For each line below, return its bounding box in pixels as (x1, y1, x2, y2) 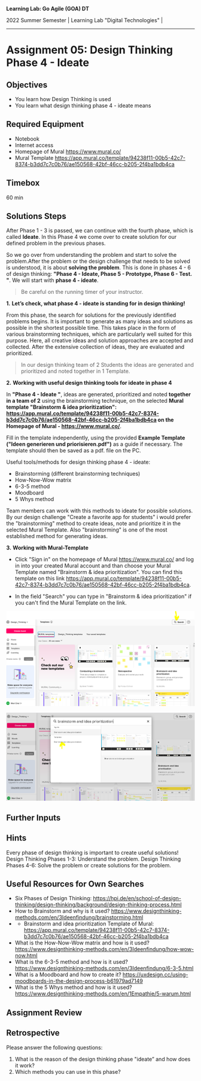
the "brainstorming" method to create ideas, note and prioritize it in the (6, 520, 181, 527)
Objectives (6, 80, 48, 90)
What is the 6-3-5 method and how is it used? (14, 958, 129, 965)
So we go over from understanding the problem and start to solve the (6, 251, 177, 259)
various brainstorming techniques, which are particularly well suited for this (6, 330, 192, 338)
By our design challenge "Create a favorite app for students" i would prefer (6, 514, 191, 521)
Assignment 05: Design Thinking (6, 43, 173, 57)
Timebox (6, 178, 40, 188)
